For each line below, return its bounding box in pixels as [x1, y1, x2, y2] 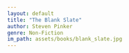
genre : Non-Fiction [7, 29, 64, 36]
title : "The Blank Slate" [7, 17, 82, 23]
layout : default [7, 10, 54, 17]
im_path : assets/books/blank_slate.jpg [7, 36, 123, 43]
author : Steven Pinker [7, 23, 73, 30]
